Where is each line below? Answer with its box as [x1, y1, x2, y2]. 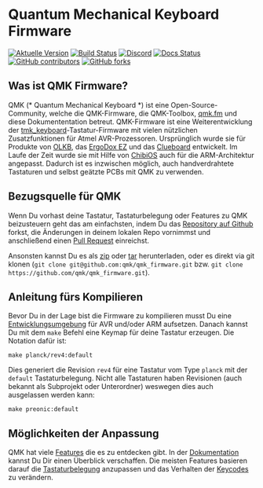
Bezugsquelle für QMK [8, 190, 122, 204]
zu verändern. [8, 473, 53, 482]
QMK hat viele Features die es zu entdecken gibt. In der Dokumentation [8, 448, 239, 457]
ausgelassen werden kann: [8, 391, 96, 400]
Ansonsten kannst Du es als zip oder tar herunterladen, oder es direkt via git [8, 251, 255, 260]
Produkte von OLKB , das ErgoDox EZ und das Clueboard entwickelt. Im [8, 141, 238, 151]
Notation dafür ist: [8, 336, 67, 346]
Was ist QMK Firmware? [8, 79, 128, 93]
